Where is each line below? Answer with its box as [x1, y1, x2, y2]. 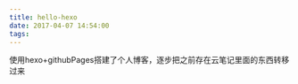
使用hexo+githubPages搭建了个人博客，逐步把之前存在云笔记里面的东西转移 [9, 55, 290, 65]
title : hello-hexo [9, 12, 78, 22]
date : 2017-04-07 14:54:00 [9, 21, 110, 30]
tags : [9, 29, 29, 38]
